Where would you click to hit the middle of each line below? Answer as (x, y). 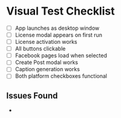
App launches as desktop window (57, 28)
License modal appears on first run (59, 35)
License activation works (46, 42)
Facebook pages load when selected (61, 55)
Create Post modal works (47, 63)
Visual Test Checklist (60, 11)
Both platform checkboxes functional (61, 76)
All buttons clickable (40, 49)
